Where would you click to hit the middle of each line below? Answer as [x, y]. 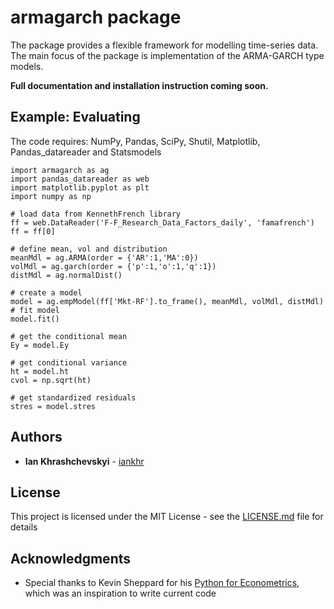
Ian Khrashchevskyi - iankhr [84, 461]
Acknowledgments [71, 558]
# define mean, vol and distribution [89, 249]
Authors [36, 437]
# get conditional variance [69, 362]
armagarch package [96, 17]
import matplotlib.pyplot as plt [80, 187]
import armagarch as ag [60, 170]
